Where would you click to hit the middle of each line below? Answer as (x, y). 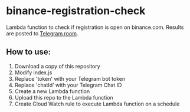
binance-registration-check (76, 11)
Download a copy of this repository (57, 66)
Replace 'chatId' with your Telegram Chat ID (68, 85)
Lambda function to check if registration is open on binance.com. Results (95, 27)
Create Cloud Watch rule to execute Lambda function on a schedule (97, 104)
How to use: (29, 52)
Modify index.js (33, 73)
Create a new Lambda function (52, 91)
